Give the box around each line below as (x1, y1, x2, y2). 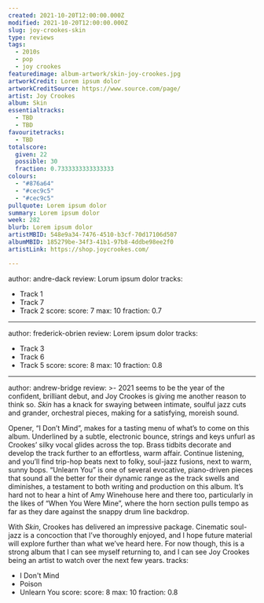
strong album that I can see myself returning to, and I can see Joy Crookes (8, 547, 250, 557)
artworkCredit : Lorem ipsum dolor (8, 77, 122, 85)
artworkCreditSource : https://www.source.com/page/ (8, 84, 181, 93)
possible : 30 (15, 158, 58, 166)
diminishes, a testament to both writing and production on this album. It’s (8, 481, 244, 491)
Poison (19, 579, 42, 588)
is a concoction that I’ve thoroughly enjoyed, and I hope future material (23, 530, 253, 539)
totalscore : (8, 143, 47, 151)
